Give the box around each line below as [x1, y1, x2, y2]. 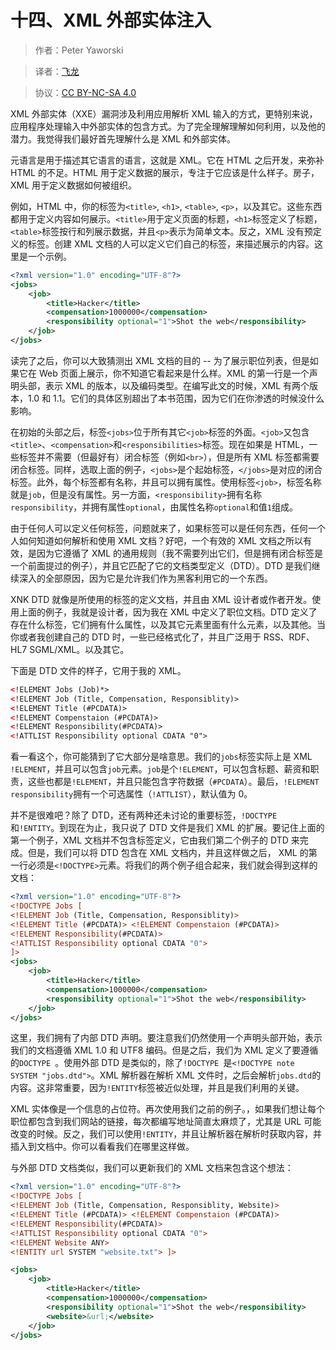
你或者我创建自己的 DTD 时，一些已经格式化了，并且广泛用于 [10, 631, 262, 643]
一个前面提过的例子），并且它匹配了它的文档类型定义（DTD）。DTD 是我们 [10, 559, 312, 571]
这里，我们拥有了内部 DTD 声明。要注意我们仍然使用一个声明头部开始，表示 [10, 1032, 323, 1044]
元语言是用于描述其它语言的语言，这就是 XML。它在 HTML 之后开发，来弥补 [10, 154, 325, 166]
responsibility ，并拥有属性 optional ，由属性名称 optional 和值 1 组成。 [10, 501, 298, 513]
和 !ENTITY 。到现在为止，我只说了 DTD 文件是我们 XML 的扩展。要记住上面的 [10, 822, 325, 834]
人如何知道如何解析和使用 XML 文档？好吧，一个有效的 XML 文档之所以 [10, 534, 303, 546]
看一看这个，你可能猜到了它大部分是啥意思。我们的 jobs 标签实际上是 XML [10, 751, 313, 763]
